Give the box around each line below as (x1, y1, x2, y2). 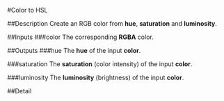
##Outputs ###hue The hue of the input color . (7, 47, 141, 54)
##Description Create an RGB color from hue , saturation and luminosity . (7, 20, 218, 27)
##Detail (7, 87, 32, 95)
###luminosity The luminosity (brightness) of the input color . (7, 73, 184, 81)
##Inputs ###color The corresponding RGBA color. (7, 33, 154, 41)
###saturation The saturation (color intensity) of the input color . (7, 60, 193, 68)
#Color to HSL (7, 6, 48, 14)
